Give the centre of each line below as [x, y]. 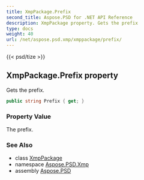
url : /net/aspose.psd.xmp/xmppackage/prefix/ [64, 40]
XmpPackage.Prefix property [62, 76]
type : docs [20, 28]
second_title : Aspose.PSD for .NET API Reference [70, 17]
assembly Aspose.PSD [43, 171]
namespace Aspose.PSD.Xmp [52, 164]
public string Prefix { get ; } [45, 101]
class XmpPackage [39, 158]
